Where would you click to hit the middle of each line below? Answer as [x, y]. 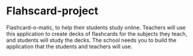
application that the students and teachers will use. [69, 46]
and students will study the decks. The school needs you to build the [91, 40]
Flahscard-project [52, 11]
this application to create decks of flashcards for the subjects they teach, [97, 33]
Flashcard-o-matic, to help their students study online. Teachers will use [96, 27]
